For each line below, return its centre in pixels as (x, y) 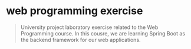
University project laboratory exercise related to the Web (89, 27)
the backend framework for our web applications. (80, 40)
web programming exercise (75, 11)
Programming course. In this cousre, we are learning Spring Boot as (103, 33)
